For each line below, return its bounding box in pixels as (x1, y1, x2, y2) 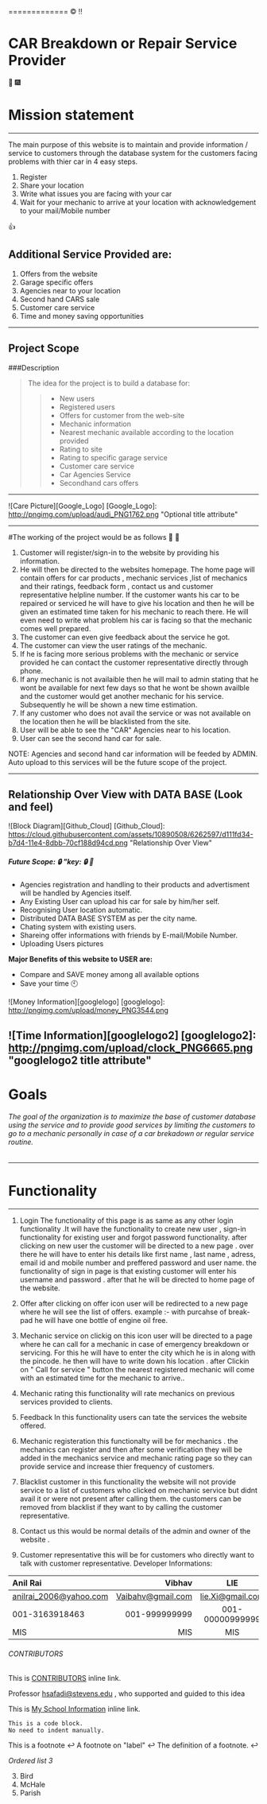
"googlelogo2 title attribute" (8, 1053, 153, 1067)
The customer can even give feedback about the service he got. (19, 632, 230, 642)
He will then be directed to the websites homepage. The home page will (19, 564, 256, 574)
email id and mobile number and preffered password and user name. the (19, 1258, 257, 1267)
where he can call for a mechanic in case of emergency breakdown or (19, 1340, 250, 1348)
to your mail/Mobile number (19, 206, 111, 215)
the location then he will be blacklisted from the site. (19, 716, 191, 726)
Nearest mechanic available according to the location (59, 427, 234, 436)
